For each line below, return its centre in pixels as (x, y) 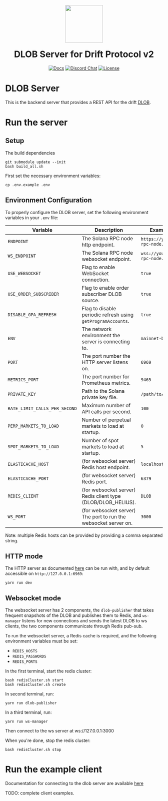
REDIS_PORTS (25, 662)
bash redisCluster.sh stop (33, 750)
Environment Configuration (48, 200)
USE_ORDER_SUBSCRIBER (33, 294)
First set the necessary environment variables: (53, 176)
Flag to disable (99, 308)
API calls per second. (106, 411)
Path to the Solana (103, 391)
